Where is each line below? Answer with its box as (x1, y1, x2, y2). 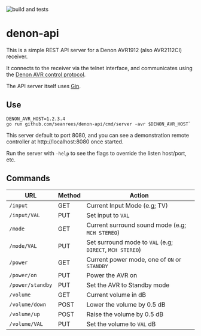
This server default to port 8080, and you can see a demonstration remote (6, 131, 190, 139)
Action (129, 191, 149, 199)
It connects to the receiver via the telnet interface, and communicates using (6, 64, 193, 71)
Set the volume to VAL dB (86, 320, 156, 328)
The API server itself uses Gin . (6, 82, 81, 89)
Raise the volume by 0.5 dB (86, 310, 163, 318)
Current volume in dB (86, 290, 147, 299)
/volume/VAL (9, 320, 44, 327)
